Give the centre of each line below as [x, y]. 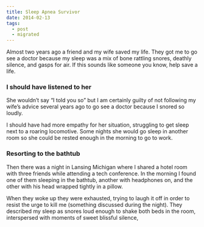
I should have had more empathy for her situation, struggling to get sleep [98, 125]
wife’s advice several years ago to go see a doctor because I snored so [95, 107]
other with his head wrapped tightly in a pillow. [65, 186]
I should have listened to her [49, 87]
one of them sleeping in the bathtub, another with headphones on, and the [100, 180]
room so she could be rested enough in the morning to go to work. [90, 138]
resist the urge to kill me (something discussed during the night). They [94, 204]
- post [20, 29]
